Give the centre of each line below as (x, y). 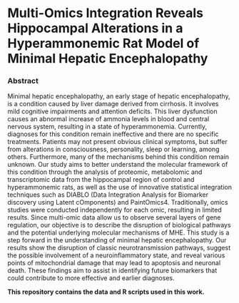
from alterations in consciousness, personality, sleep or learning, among (113, 149)
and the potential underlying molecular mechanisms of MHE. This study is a (118, 232)
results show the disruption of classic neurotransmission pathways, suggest (119, 248)
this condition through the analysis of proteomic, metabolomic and (105, 172)
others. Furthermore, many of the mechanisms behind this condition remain (118, 157)
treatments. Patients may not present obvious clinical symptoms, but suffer (118, 142)
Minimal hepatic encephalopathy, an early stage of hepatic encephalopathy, (119, 96)
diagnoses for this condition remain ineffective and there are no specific (113, 134)
